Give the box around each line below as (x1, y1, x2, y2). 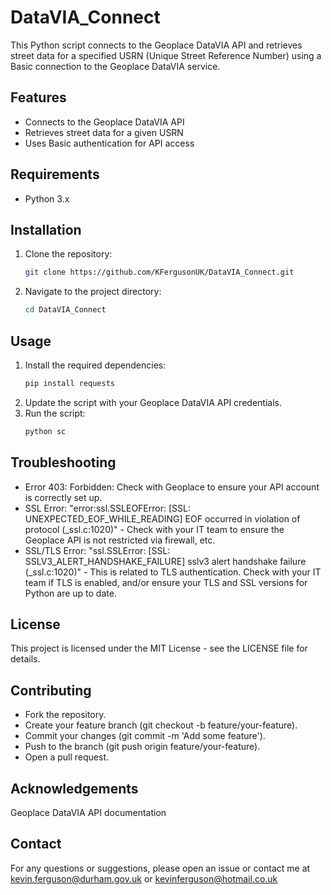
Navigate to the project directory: (24, 286, 162, 298)
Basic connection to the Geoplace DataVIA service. (10, 60, 221, 72)
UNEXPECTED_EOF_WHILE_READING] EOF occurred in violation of (24, 512, 301, 525)
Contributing (10, 682, 92, 699)
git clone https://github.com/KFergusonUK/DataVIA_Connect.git (24, 267, 295, 278)
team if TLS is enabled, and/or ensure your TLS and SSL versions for (24, 576, 308, 588)
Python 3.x (24, 192, 70, 205)
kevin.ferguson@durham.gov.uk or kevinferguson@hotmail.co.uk (10, 872, 278, 885)
